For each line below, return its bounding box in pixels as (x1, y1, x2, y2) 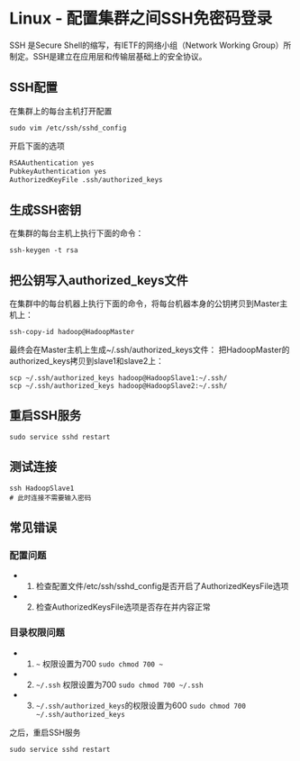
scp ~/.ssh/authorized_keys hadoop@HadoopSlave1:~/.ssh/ (9, 374, 228, 383)
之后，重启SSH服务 (9, 727, 81, 738)
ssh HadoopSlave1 (9, 484, 75, 493)
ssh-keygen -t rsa (9, 246, 78, 255)
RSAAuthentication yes (9, 159, 95, 168)
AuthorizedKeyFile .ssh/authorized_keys (9, 175, 164, 185)
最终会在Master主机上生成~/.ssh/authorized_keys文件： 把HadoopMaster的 (9, 344, 290, 355)
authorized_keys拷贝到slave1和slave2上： (9, 356, 164, 366)
